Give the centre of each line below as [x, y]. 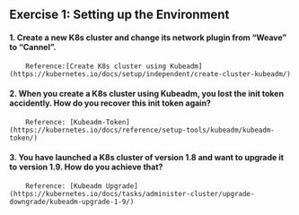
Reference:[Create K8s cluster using [96, 66]
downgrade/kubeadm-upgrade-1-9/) [72, 202]
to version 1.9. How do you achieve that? [86, 167]
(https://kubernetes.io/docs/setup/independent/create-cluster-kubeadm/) [150, 74]
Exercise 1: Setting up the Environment [119, 15]
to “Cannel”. [33, 47]
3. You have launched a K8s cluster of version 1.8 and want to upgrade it [147, 158]
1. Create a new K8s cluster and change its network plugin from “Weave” [148, 37]
